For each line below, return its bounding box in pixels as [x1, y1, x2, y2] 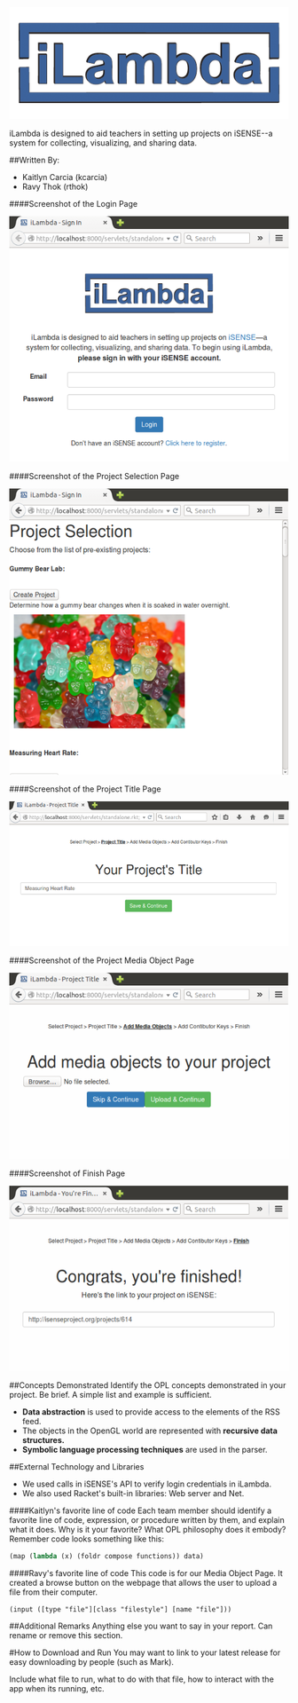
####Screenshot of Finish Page [9, 1168, 126, 1179]
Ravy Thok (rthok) [21, 181, 89, 192]
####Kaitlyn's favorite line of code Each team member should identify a [9, 1505, 272, 1516]
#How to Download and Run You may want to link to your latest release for [9, 1647, 281, 1658]
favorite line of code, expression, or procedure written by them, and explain [9, 1515, 286, 1526]
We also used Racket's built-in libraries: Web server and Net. [21, 1488, 245, 1499]
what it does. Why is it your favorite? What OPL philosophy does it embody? [9, 1525, 286, 1535]
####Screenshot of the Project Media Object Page [9, 955, 195, 966]
